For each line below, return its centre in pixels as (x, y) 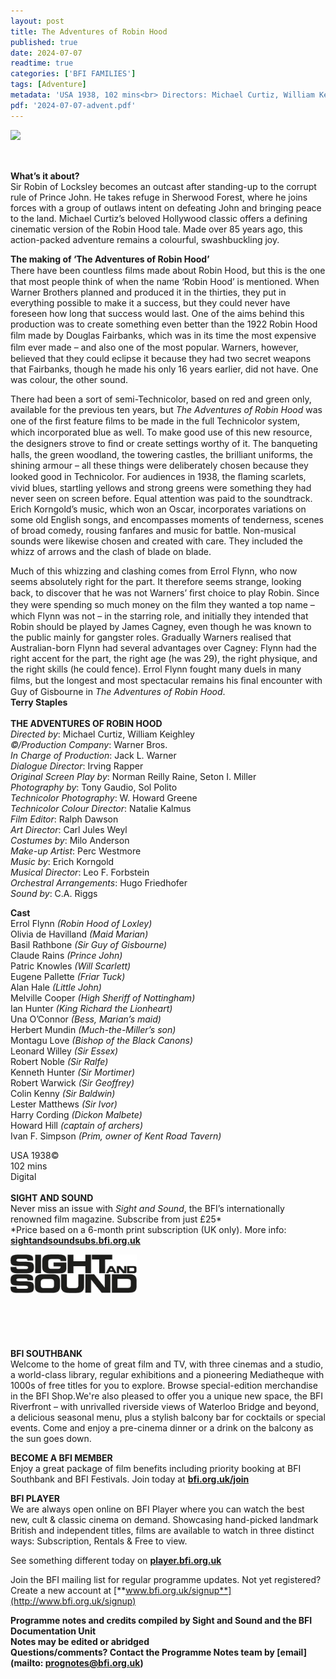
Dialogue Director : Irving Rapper (77, 766)
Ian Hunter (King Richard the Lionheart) (91, 1008)
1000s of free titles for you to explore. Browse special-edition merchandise (164, 1385)
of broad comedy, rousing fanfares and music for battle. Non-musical (153, 530)
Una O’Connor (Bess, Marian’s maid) (86, 1019)
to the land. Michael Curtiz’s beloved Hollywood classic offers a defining (159, 218)
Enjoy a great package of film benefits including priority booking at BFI (156, 1468)
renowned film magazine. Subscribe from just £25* (116, 1219)
